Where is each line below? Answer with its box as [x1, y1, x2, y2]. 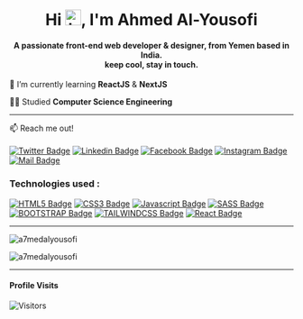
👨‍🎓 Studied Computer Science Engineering [9, 96, 173, 107]
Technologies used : [9, 178, 101, 190]
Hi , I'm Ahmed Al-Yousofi [44, 10, 259, 31]
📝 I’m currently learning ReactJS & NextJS [9, 79, 168, 90]
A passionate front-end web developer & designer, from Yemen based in [13, 40, 290, 50]
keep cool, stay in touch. [105, 59, 198, 69]
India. [140, 50, 163, 60]
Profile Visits [9, 280, 59, 291]
